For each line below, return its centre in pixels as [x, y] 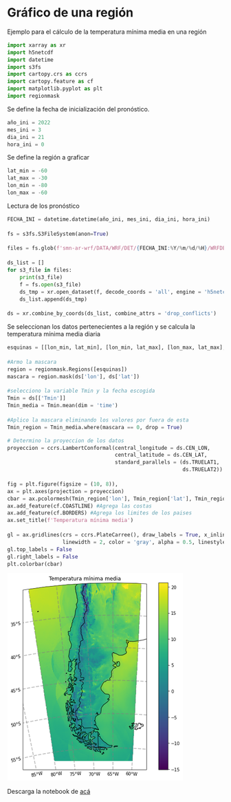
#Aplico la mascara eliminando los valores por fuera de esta [98, 420]
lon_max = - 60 [27, 193]
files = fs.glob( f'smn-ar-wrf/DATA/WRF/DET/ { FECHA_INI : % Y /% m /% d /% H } [107, 248]
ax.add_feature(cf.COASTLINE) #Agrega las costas [80, 506]
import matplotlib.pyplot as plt [55, 89]
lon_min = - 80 [27, 186]
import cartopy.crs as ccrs [47, 74]
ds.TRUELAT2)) [203, 470]
